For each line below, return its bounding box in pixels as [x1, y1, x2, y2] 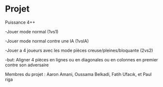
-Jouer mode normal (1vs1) [5, 29, 59, 34]
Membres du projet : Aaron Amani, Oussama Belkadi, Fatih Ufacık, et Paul [5, 71, 152, 77]
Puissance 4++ [5, 19, 35, 25]
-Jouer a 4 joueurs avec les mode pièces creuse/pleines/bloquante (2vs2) [5, 47, 153, 53]
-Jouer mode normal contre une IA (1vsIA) [5, 38, 89, 44]
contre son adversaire [5, 62, 49, 68]
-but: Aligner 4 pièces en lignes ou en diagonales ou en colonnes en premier [5, 57, 158, 62]
